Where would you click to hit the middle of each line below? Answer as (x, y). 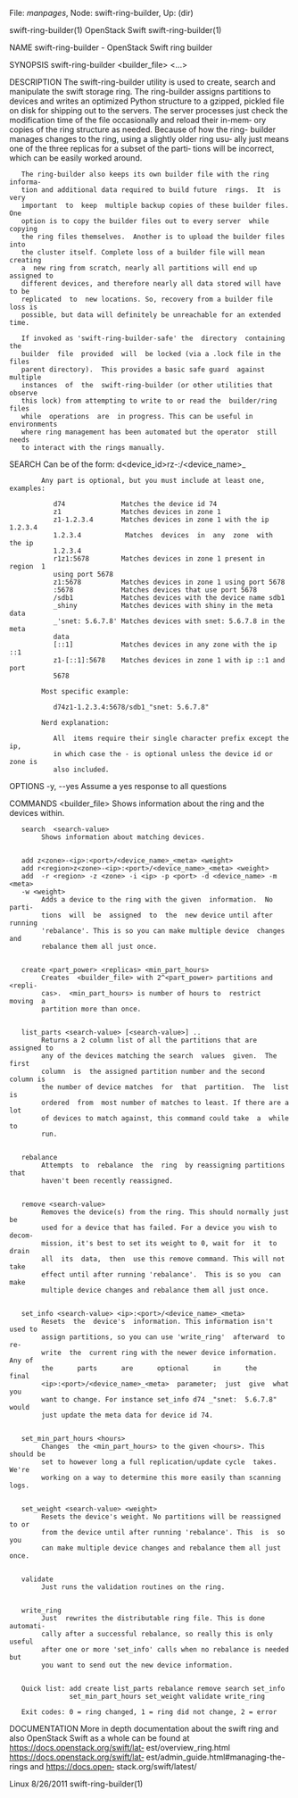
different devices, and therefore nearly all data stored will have (151, 284)
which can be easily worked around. (76, 158)
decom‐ (21, 1236)
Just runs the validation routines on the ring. (133, 1587)
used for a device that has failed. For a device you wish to (159, 1228)
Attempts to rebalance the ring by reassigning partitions (163, 1165)
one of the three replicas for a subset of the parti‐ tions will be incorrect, (142, 148)
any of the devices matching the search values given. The (159, 1056)
